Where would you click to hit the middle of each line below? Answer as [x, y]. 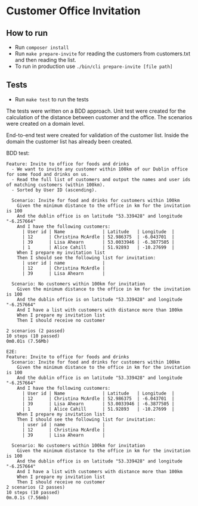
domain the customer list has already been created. [69, 141]
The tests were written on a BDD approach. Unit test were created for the [96, 111]
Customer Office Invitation [73, 11]
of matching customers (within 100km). [56, 185]
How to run [27, 33]
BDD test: [18, 153]
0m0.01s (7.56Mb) [28, 341]
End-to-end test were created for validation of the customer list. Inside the [98, 135]
